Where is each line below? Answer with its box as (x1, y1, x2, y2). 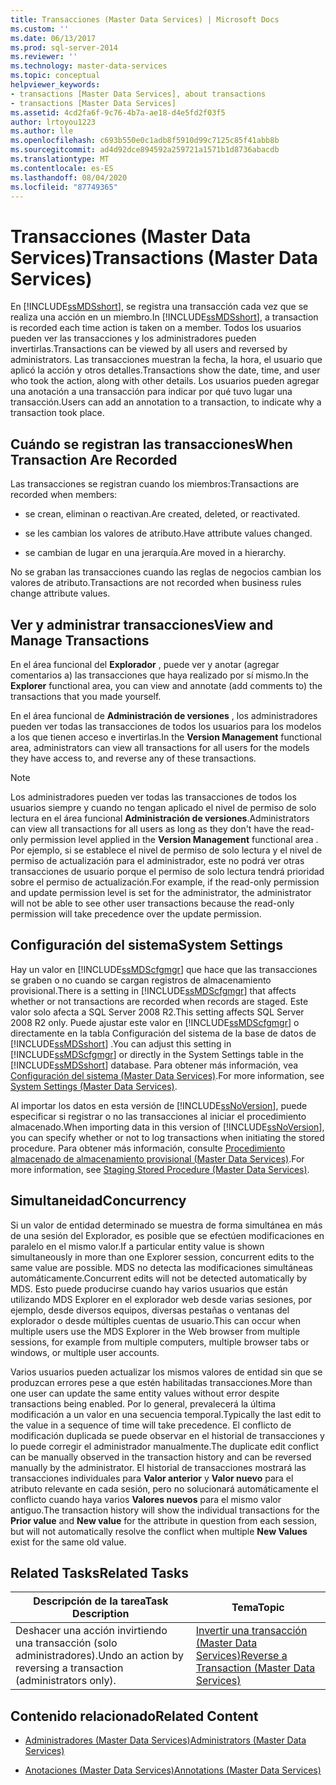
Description (72, 1607, 130, 1621)
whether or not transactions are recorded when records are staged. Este (10, 995, 309, 1007)
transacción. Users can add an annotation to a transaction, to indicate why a (10, 396, 322, 408)
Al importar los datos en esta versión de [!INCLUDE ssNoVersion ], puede (10, 1099, 308, 1111)
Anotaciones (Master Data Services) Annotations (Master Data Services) (24, 1764, 322, 1776)
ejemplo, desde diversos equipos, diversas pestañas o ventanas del (10, 1304, 290, 1316)
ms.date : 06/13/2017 (10, 33, 97, 43)
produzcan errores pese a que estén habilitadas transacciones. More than (10, 1376, 313, 1388)
